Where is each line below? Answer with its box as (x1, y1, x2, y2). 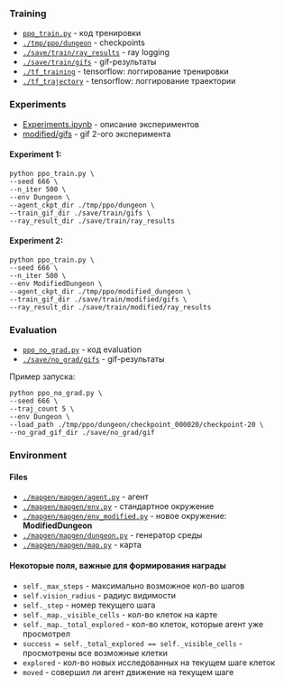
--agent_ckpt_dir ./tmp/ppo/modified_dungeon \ (9, 287, 192, 296)
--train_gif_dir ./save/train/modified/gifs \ (9, 295, 188, 304)
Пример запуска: (9, 371, 76, 382)
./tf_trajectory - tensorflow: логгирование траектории (22, 76, 236, 87)
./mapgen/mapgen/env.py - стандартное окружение (22, 501, 215, 512)
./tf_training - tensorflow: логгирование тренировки (22, 66, 229, 77)
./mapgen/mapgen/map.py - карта (22, 540, 142, 551)
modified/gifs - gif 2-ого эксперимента (22, 128, 171, 139)
